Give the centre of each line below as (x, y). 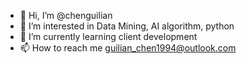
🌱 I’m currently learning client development (108, 36)
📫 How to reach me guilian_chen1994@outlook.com (128, 48)
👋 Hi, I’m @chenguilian (66, 15)
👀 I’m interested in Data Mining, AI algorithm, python (127, 26)
